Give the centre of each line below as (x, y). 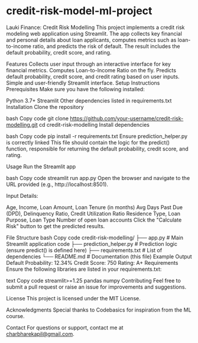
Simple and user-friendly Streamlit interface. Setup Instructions (83, 83)
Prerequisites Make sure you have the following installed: (75, 89)
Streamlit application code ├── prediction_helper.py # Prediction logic (92, 243)
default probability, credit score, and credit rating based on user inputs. (93, 76)
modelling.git (22, 124)
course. (15, 316)
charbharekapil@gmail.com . (40, 334)
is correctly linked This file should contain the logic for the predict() (88, 142)
